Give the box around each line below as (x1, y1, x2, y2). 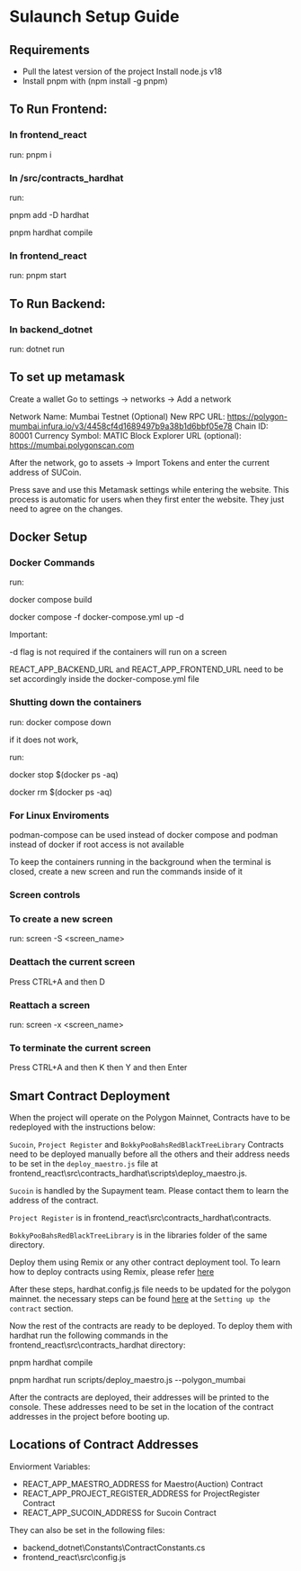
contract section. (9, 1303, 74, 1313)
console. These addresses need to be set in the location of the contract (9, 1401, 274, 1412)
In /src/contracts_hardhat (9, 171, 124, 184)
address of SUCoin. (9, 467, 83, 477)
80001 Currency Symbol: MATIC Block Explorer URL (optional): (9, 430, 242, 440)
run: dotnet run (9, 343, 66, 354)
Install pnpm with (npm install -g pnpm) (22, 76, 168, 86)
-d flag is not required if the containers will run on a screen (9, 647, 227, 658)
